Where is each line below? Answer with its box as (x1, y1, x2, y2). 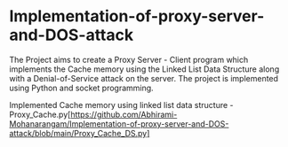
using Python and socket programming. (9, 82, 154, 93)
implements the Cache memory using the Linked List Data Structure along (9, 64, 280, 74)
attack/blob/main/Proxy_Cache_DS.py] (9, 128, 150, 138)
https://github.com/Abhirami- (70, 109, 178, 120)
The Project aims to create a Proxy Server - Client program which (9, 54, 249, 65)
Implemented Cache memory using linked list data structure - (9, 99, 234, 110)
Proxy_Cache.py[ (9, 109, 71, 120)
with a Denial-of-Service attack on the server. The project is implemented (9, 73, 278, 83)
